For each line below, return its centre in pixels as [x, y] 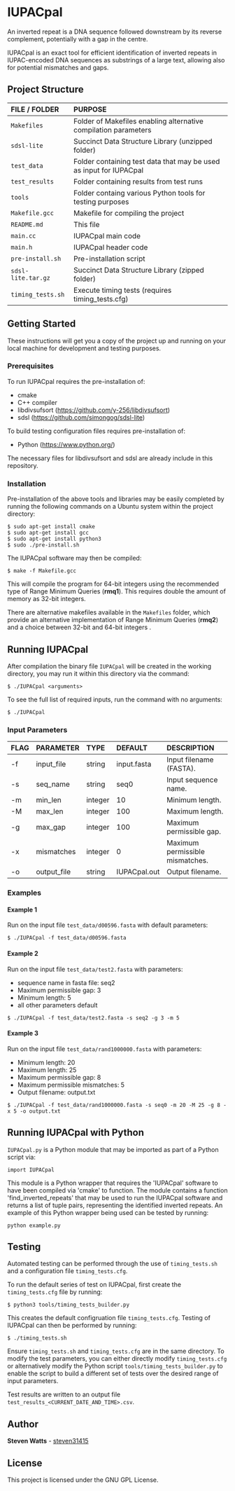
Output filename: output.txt [56, 1092]
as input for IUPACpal [108, 170]
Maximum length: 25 [47, 1070]
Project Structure [45, 89]
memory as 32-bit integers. [47, 599]
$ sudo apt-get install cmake [51, 527]
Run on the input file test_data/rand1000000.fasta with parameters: [105, 1049]
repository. [23, 465]
